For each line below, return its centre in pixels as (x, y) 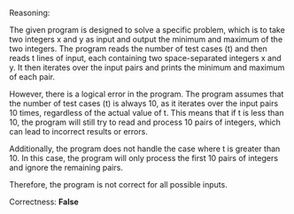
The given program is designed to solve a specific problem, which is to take (147, 30)
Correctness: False (44, 202)
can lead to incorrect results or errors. (78, 131)
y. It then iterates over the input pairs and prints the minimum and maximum (147, 67)
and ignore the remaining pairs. (66, 168)
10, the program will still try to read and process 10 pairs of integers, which (145, 122)
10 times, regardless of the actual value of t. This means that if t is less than (147, 113)
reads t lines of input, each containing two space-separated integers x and (145, 58)
